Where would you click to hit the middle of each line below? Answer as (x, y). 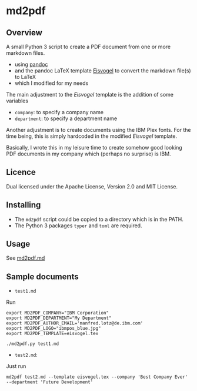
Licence (21, 172)
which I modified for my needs (51, 83)
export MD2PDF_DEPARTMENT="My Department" (59, 318)
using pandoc (31, 64)
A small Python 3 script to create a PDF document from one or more (89, 47)
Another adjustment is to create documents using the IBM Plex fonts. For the (98, 130)
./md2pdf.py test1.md (33, 344)
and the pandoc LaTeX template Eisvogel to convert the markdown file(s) (103, 71)
